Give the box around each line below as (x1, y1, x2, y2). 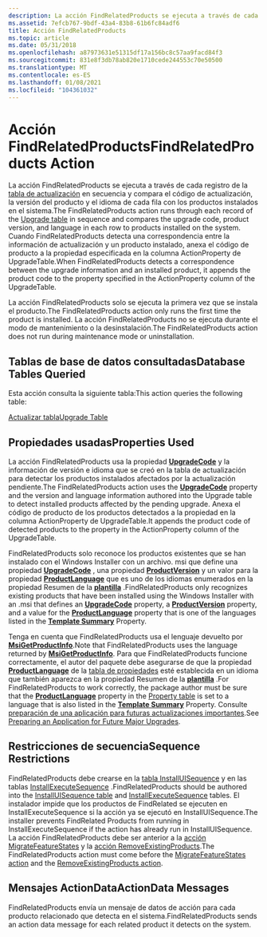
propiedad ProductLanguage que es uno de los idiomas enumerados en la (8, 574, 253, 583)
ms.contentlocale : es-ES (8, 71, 91, 79)
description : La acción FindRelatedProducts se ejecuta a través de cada (8, 11, 259, 20)
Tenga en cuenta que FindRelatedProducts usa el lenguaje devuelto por (8, 631, 243, 641)
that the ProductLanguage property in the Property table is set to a (8, 691, 230, 701)
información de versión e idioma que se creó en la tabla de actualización (8, 465, 246, 475)
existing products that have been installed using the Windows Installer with (8, 591, 254, 600)
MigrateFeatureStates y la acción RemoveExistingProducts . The (8, 841, 215, 851)
